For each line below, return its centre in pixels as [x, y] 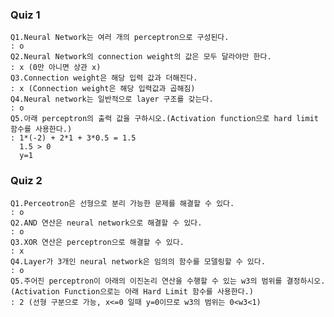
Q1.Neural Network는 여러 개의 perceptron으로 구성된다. [120, 38]
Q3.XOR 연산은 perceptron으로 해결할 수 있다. [97, 242]
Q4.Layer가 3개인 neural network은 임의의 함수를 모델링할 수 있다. [138, 261]
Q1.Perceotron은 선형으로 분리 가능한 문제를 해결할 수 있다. [122, 203]
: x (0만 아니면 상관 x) [56, 68]
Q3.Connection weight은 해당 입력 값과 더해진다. [104, 78]
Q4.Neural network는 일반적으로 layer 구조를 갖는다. [112, 99]
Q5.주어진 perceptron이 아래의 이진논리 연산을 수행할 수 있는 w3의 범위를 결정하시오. [168, 281]
